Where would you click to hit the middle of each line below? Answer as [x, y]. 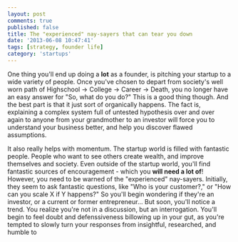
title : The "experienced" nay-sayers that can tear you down [100, 34]
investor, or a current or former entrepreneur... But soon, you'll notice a [112, 201]
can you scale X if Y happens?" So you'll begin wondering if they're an [111, 194]
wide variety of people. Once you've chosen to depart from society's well [115, 81]
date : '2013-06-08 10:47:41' [51, 41]
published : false [33, 27]
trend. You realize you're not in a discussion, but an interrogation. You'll [112, 209]
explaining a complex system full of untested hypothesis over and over [111, 112]
